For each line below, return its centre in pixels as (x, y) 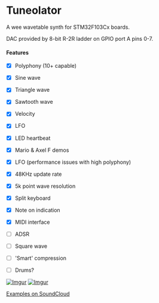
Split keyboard (33, 198)
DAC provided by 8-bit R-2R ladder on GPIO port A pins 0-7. (80, 38)
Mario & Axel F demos (42, 150)
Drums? (25, 270)
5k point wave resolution (45, 186)
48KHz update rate (38, 174)
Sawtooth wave (34, 102)
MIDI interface (32, 222)
